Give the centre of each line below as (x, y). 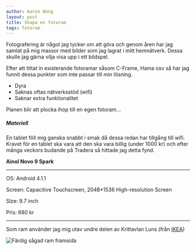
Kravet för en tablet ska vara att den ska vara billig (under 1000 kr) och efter (97, 144)
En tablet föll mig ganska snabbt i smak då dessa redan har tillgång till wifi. (96, 138)
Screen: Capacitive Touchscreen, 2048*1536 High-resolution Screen (89, 190)
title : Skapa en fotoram (36, 22)
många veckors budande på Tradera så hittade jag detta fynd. (80, 150)
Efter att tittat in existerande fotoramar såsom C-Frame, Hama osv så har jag (98, 69)
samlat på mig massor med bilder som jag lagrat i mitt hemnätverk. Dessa (94, 51)
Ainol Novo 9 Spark (30, 162)
